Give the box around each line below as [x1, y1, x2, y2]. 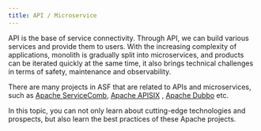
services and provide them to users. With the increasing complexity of [8, 41, 237, 51]
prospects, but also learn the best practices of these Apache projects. [8, 114, 236, 123]
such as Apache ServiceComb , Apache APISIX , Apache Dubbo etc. [8, 90, 229, 99]
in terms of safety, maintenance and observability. [8, 66, 172, 76]
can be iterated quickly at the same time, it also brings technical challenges [8, 58, 254, 68]
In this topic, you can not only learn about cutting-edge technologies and [8, 106, 246, 115]
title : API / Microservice [8, 11, 97, 20]
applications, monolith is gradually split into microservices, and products [8, 50, 244, 59]
